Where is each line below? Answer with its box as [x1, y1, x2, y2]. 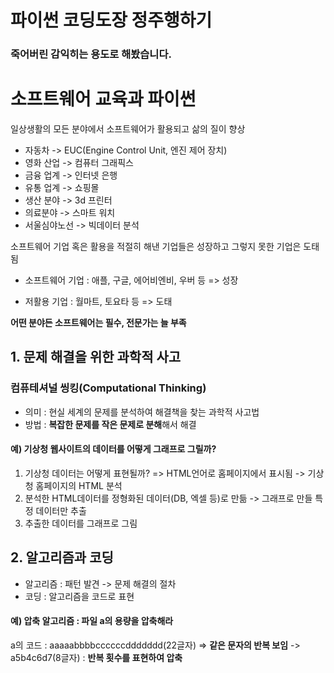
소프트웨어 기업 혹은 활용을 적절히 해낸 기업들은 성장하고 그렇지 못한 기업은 [10, 241, 302, 253]
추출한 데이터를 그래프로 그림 [24, 517, 138, 529]
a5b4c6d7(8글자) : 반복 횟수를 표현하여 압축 [10, 651, 183, 663]
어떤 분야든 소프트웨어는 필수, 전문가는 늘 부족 [10, 317, 187, 329]
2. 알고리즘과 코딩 [10, 549, 114, 566]
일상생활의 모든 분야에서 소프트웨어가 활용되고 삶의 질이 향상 [10, 123, 246, 135]
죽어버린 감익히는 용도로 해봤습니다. [10, 47, 172, 61]
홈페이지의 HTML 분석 [35, 479, 123, 491]
